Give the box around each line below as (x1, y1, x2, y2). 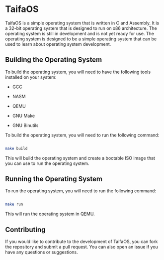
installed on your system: (5, 74, 57, 80)
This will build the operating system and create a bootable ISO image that (5, 155, 156, 161)
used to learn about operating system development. (5, 41, 111, 47)
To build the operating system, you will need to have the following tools (5, 69, 151, 75)
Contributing (5, 225, 46, 234)
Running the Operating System (5, 175, 103, 183)
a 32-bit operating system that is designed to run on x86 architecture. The (5, 25, 158, 31)
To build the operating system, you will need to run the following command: (5, 132, 160, 138)
